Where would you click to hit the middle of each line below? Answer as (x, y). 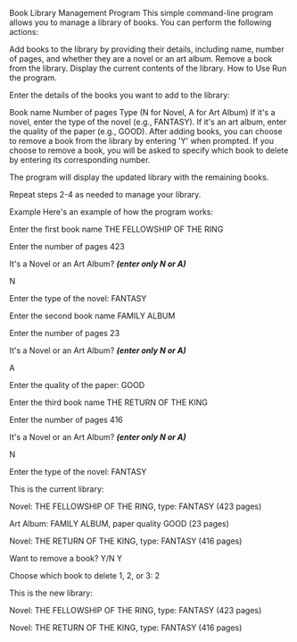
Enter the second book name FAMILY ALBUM (92, 316)
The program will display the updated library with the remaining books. (139, 177)
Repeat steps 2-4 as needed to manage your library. (105, 194)
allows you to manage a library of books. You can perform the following (140, 22)
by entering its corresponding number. (80, 160)
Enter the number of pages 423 (67, 246)
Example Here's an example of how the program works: (111, 212)
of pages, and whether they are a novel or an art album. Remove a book (141, 59)
